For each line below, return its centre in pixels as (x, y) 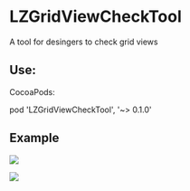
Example (34, 138)
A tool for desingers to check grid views (84, 42)
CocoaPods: (33, 91)
